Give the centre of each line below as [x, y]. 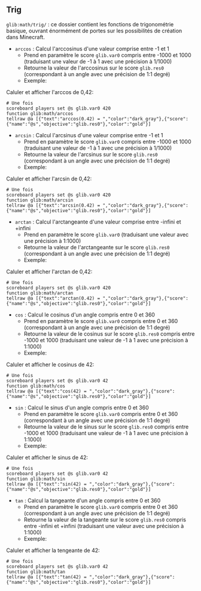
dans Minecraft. [25, 37]
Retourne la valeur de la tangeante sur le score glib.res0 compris [105, 519]
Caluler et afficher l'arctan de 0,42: [49, 272]
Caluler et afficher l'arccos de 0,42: [50, 92]
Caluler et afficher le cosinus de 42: [50, 364]
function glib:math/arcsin [40, 200]
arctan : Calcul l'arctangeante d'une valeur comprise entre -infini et [98, 222]
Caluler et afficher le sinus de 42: [47, 457]
